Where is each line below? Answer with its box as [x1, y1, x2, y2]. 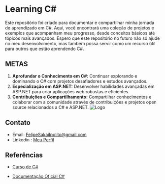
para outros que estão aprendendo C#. [5, 46, 84, 52]
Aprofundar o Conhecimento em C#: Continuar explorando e [12, 73, 137, 79]
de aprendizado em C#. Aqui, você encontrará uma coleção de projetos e [5, 25, 154, 30]
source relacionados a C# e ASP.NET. [12, 104, 89, 110]
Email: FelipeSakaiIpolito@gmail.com [12, 131, 87, 137]
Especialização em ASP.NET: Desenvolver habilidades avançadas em [12, 83, 155, 89]
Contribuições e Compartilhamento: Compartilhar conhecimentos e [12, 94, 152, 100]
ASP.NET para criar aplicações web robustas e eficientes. [12, 88, 130, 94]
